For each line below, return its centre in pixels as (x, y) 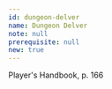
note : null (28, 33)
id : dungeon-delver (44, 17)
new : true (26, 50)
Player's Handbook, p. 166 (56, 75)
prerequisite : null (44, 42)
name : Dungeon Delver (48, 26)
